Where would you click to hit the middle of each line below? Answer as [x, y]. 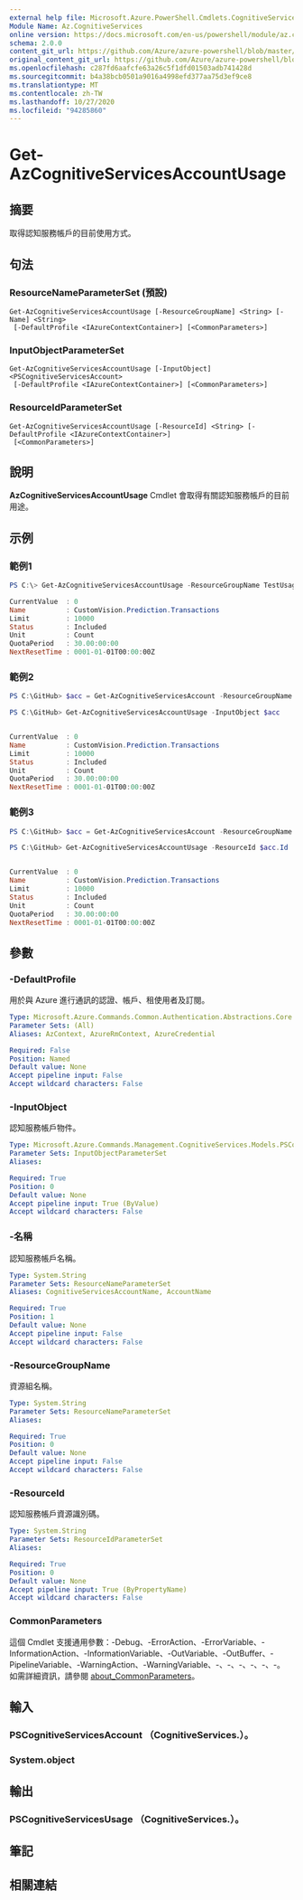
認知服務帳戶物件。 [45, 1128]
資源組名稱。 [33, 1385]
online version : [40, 34]
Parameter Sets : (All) [52, 1026]
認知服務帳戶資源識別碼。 [57, 1514]
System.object [42, 1760]
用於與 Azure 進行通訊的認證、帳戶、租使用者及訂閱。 [110, 1000]
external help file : [48, 18]
